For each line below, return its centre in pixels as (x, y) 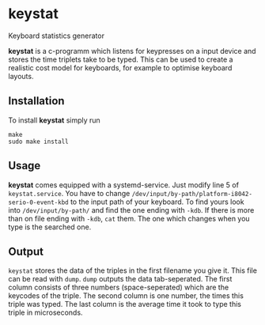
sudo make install (38, 142)
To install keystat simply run (54, 120)
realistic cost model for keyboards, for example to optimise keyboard (120, 67)
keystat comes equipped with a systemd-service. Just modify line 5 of (124, 185)
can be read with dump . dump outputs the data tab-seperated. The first (120, 279)
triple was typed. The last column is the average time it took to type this (125, 304)
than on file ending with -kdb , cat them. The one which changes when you (129, 218)
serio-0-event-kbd (38, 202)
